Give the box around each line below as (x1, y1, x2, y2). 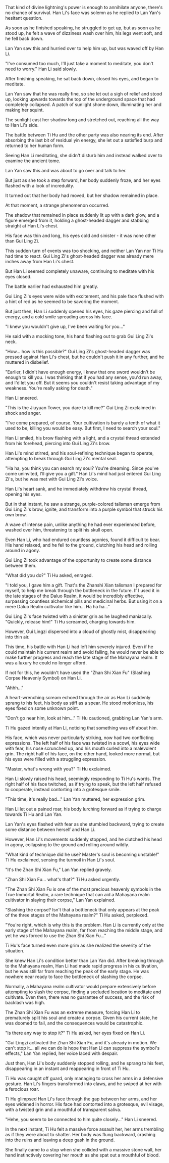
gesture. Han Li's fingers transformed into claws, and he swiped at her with (5, 1081, 162, 1087)
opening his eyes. (5, 491, 42, 497)
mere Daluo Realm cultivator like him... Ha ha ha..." (5, 604, 110, 609)
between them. (5, 563, 37, 568)
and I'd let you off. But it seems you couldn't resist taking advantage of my (5, 380, 160, 385)
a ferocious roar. (5, 1086, 39, 1092)
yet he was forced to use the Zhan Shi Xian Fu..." (5, 933, 106, 939)
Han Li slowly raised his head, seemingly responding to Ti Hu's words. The (5, 776, 160, 782)
